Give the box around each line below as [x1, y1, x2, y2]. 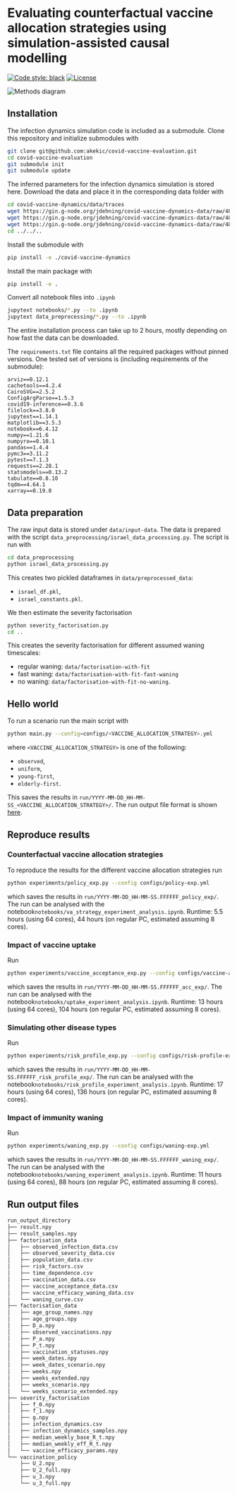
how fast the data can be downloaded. [7, 334, 119, 342]
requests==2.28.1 [7, 463, 59, 470]
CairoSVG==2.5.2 [7, 389, 55, 396]
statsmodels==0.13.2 [7, 469, 68, 476]
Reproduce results [7, 828, 90, 840]
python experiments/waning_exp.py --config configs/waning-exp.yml [7, 1143, 210, 1150]
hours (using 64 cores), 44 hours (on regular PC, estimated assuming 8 [7, 914, 215, 923]
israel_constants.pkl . [17, 594, 83, 603]
